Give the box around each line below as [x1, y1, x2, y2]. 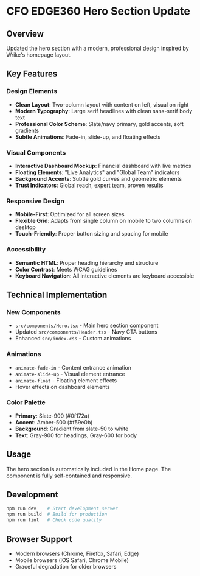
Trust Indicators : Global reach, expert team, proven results [15, 181, 164, 189]
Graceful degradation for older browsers [15, 563, 117, 570]
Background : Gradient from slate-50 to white [15, 425, 129, 432]
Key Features [6, 69, 58, 79]
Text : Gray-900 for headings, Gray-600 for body [15, 431, 137, 439]
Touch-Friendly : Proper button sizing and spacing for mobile [15, 230, 168, 237]
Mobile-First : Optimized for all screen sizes [15, 211, 125, 218]
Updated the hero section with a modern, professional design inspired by [6, 44, 190, 52]
